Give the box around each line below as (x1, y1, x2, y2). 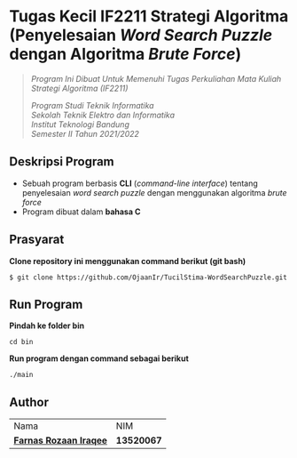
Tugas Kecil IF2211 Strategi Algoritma (9, 6, 289, 27)
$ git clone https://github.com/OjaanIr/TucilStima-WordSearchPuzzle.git (9, 273, 288, 282)
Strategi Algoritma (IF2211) (30, 83, 129, 93)
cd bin (9, 338, 34, 347)
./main (9, 371, 34, 380)
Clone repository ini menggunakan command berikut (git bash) (9, 255, 246, 266)
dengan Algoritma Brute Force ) (9, 44, 242, 64)
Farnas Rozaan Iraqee (13, 434, 108, 446)
